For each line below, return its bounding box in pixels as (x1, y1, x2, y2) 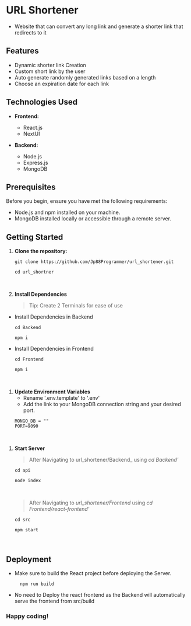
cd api (14, 468, 31, 473)
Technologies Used (6, 97, 77, 107)
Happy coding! (6, 612, 49, 620)
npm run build (20, 581, 54, 587)
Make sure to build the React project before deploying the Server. (14, 570, 172, 576)
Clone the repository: (14, 248, 68, 255)
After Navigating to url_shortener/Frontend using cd (29, 499, 153, 506)
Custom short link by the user (14, 68, 86, 75)
